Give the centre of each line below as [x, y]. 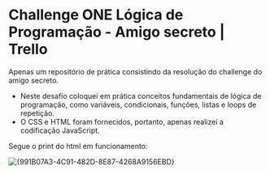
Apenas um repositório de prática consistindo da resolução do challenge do [135, 71]
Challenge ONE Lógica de [96, 15]
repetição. [37, 113]
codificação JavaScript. [60, 130]
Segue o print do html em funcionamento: [78, 146]
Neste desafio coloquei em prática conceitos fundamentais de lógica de [141, 95]
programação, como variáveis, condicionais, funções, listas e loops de [138, 104]
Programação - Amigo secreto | [117, 32]
